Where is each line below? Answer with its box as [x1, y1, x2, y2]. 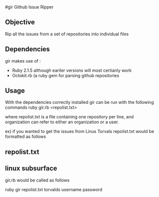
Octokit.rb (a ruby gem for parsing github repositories [12, 72, 120, 78]
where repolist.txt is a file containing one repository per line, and [5, 114, 134, 120]
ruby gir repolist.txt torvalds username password [5, 186, 103, 192]
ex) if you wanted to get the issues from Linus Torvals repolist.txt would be [5, 129, 154, 134]
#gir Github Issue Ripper [5, 4, 54, 10]
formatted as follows [5, 133, 46, 140]
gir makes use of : [5, 58, 41, 64]
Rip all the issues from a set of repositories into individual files [5, 31, 129, 37]
